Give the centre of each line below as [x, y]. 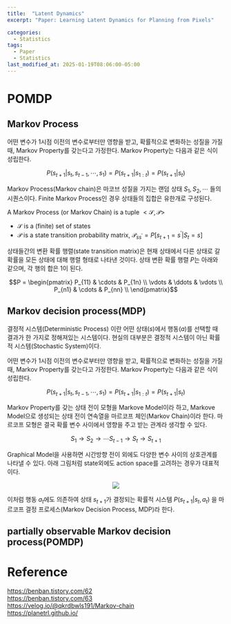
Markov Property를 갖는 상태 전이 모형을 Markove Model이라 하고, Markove [111, 408]
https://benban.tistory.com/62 [50, 591]
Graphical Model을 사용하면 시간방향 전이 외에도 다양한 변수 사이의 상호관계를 [112, 455]
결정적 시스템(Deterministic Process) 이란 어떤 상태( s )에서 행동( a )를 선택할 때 [113, 328]
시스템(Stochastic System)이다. [58, 346]
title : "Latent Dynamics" [46, 13]
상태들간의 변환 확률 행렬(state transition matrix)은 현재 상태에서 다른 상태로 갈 [114, 251]
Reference [37, 572]
